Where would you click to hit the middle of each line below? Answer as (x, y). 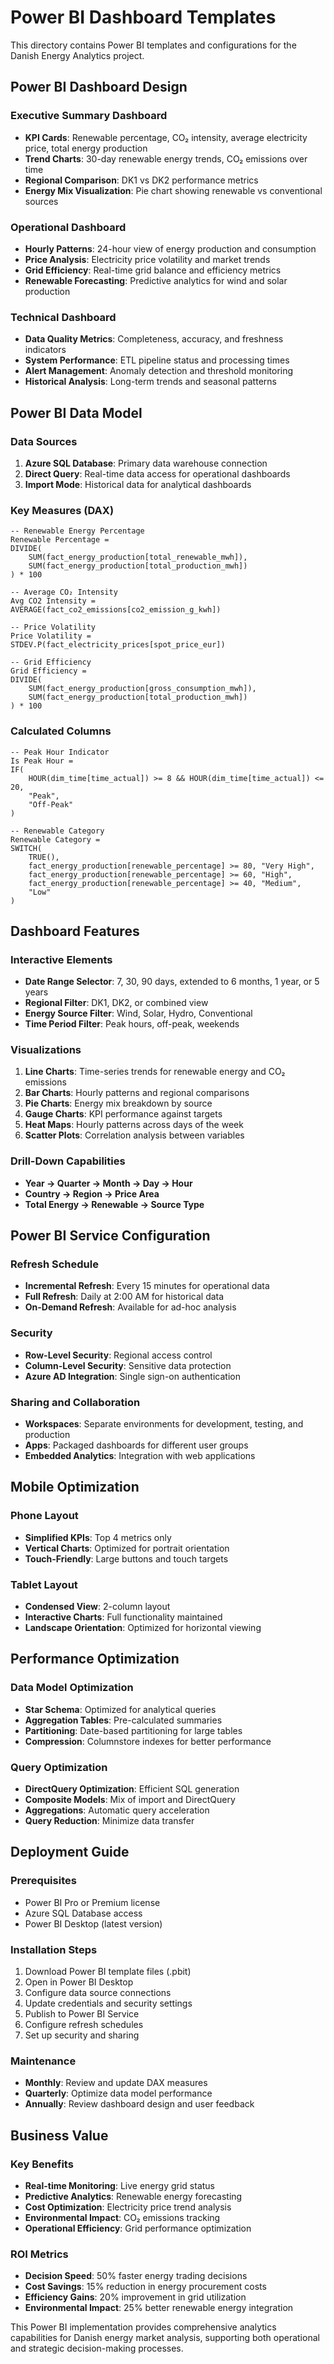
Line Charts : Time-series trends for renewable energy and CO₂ (155, 1072)
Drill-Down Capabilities (68, 1161)
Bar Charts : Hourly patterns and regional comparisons (137, 1093)
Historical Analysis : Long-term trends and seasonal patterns (150, 382)
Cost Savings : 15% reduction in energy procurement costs (145, 2287)
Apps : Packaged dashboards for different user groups (136, 1445)
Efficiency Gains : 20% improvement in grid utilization (135, 2297)
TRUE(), (44, 857)
